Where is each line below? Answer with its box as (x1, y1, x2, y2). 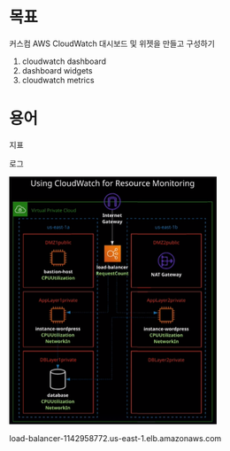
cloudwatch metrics (21, 74, 95, 85)
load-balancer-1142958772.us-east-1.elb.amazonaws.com (9, 433, 222, 444)
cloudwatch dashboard (21, 56, 107, 66)
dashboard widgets (21, 65, 93, 75)
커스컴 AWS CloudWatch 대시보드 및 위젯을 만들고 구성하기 (9, 38, 215, 49)
